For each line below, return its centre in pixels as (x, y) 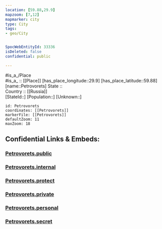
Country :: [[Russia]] (26, 91)
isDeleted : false (23, 52)
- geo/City (17, 33)
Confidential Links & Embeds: (52, 139)
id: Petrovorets (22, 106)
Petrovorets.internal (31, 167)
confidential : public (28, 56)
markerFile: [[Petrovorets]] (36, 115)
